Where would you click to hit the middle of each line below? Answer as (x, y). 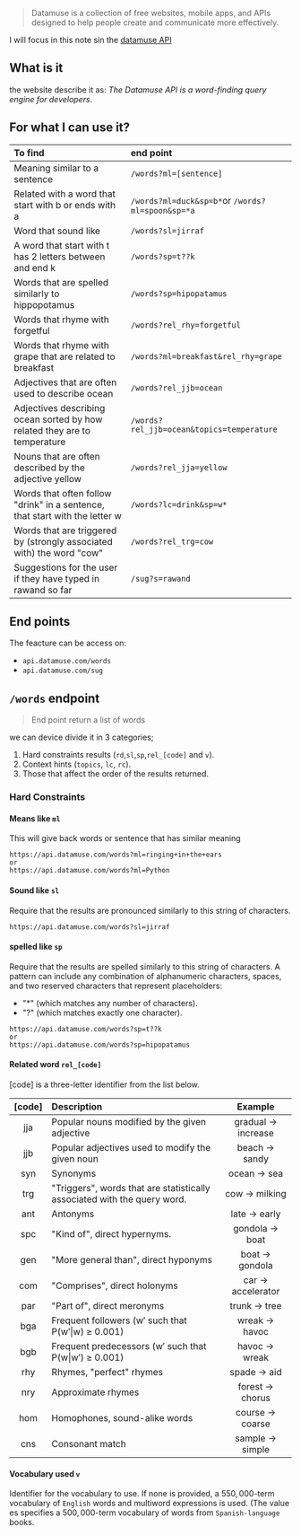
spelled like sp (36, 947)
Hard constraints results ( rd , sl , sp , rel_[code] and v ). (118, 755)
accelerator (256, 1291)
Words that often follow (63, 493)
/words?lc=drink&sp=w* (179, 504)
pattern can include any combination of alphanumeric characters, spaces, (146, 976)
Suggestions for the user (66, 567)
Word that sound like (57, 231)
